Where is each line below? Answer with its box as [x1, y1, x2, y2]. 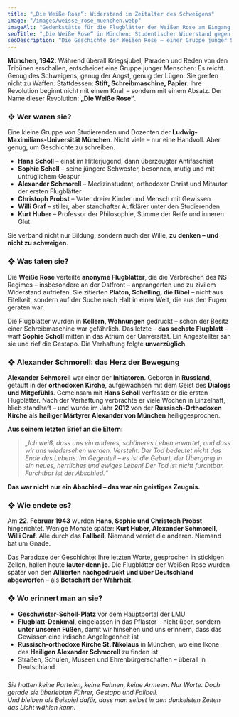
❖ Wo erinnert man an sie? [7, 593, 103, 603]
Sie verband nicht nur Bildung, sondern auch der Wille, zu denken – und [7, 231, 219, 240]
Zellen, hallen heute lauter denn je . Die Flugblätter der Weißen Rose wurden [7, 561, 230, 569]
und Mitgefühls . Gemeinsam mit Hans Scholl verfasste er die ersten [7, 388, 208, 397]
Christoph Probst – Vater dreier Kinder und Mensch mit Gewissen [17, 195, 211, 203]
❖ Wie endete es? [7, 500, 72, 510]
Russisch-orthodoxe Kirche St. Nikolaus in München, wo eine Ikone [17, 639, 220, 648]
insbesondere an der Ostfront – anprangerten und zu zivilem [38, 280, 216, 289]
